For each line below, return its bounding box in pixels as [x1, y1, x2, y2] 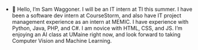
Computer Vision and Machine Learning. [11, 37, 112, 44]
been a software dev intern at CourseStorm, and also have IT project [11, 12, 182, 19]
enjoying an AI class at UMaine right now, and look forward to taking [11, 31, 181, 38]
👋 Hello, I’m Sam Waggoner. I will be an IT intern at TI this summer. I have [11, 6, 193, 12]
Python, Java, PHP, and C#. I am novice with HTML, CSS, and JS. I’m [11, 24, 183, 32]
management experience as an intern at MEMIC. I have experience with [11, 18, 189, 25]
